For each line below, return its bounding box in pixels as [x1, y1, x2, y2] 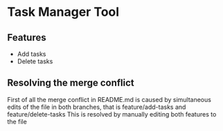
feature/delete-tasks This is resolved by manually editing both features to [7, 110, 217, 118]
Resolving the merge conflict [7, 77, 135, 89]
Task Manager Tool [7, 4, 120, 20]
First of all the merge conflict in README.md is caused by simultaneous [7, 95, 211, 103]
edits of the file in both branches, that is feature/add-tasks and [7, 103, 186, 111]
